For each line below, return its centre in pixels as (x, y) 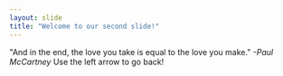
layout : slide (36, 18)
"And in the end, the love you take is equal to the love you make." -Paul (141, 52)
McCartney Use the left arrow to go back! (87, 62)
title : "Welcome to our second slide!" (85, 26)
